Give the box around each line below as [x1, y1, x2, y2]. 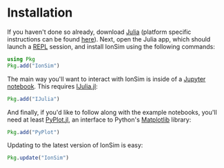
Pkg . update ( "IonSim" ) [7, 154, 70, 162]
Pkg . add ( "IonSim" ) [7, 62, 60, 69]
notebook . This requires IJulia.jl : [7, 82, 98, 91]
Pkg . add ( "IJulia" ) [7, 95, 60, 102]
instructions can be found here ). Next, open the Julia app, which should [7, 35, 211, 43]
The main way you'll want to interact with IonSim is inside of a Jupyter [7, 75, 206, 83]
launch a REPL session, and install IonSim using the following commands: [7, 42, 215, 50]
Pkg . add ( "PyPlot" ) [7, 129, 60, 136]
